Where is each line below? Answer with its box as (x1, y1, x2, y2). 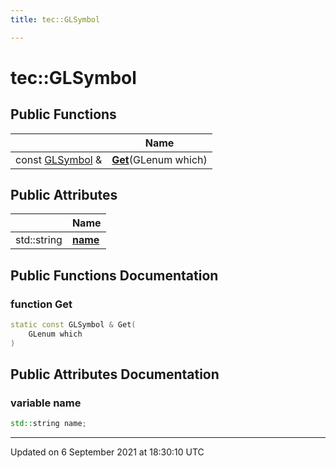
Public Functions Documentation (10, 267, 219, 284)
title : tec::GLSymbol (10, 14, 101, 25)
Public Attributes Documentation (10, 366, 220, 383)
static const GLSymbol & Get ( (10, 320, 137, 330)
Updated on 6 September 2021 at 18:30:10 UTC (10, 446, 205, 458)
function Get (10, 297, 73, 311)
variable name (10, 396, 82, 410)
